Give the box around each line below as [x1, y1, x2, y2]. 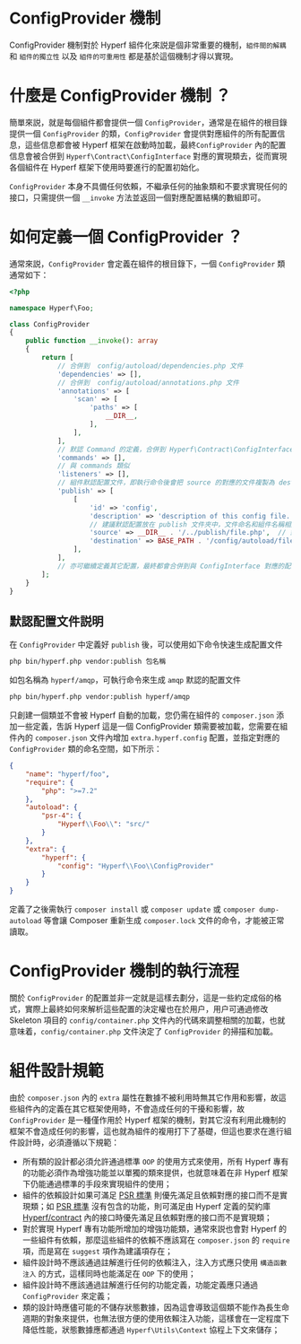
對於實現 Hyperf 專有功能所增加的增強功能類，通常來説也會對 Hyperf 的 [21, 1223, 288, 1234]
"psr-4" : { [41, 811, 82, 821]
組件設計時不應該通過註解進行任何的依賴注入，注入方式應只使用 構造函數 [21, 1257, 288, 1268]
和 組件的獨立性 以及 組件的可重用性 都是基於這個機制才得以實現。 [9, 50, 239, 61]
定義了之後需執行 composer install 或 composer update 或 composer [9, 903, 255, 914]
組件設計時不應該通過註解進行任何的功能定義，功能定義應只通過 [21, 1279, 258, 1290]
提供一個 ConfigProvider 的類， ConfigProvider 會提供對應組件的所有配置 [9, 127, 278, 139]
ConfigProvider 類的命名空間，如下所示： [9, 744, 163, 754]
